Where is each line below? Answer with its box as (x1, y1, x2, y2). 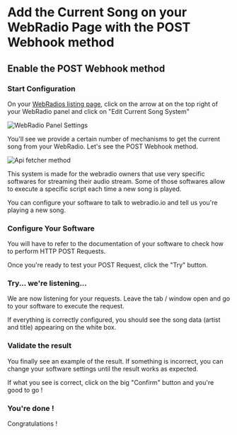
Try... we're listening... (7, 279, 87, 289)
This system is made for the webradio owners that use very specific (7, 169, 205, 178)
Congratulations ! (7, 419, 58, 428)
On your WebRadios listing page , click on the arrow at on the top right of (7, 100, 218, 108)
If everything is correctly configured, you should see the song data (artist (7, 315, 221, 324)
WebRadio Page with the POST (7, 19, 191, 35)
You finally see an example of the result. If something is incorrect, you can (7, 356, 224, 365)
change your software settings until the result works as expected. (7, 364, 199, 373)
